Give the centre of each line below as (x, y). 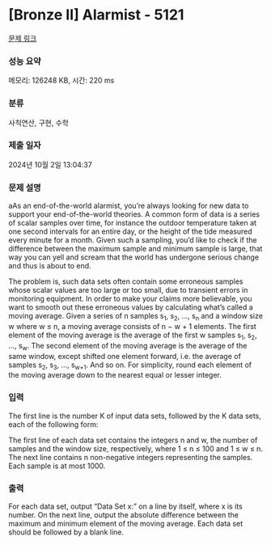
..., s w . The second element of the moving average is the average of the (128, 346)
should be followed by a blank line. (66, 532)
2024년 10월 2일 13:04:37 (51, 164)
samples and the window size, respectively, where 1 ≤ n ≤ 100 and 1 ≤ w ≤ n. (135, 448)
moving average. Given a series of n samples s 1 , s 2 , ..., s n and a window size (135, 317)
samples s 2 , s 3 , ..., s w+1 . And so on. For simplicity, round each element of (130, 365)
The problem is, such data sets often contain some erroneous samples (126, 281)
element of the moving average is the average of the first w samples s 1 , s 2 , (133, 336)
